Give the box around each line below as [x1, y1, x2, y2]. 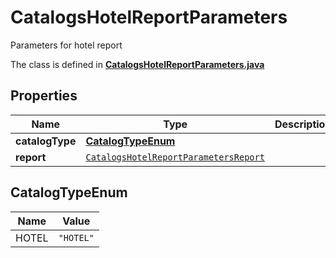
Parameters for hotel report [10, 39, 123, 51]
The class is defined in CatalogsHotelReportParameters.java [10, 58, 265, 70]
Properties [10, 87, 78, 105]
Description [274, 117, 332, 131]
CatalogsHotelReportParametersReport [85, 151, 265, 163]
